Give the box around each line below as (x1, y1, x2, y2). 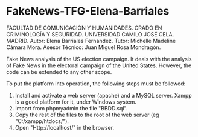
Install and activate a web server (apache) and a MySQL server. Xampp (14, 92, 192, 99)
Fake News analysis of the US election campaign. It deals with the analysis (6, 55, 192, 62)
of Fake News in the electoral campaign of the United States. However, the (6, 62, 192, 69)
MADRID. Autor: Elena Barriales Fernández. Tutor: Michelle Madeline (6, 37, 176, 44)
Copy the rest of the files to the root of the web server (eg (14, 111, 159, 118)
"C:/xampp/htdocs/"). (14, 117, 69, 125)
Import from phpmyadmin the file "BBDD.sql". (14, 104, 128, 112)
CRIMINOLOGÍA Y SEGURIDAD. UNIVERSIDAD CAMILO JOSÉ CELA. (6, 30, 174, 38)
